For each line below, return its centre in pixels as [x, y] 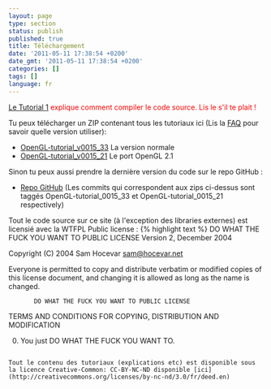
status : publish [36, 31]
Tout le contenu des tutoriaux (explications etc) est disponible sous [132, 362]
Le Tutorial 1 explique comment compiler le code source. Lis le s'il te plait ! [133, 107]
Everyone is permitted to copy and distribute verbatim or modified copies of [135, 269]
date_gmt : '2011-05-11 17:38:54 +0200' [76, 62]
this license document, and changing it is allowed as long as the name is [129, 278]
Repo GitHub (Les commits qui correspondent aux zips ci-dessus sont [138, 187]
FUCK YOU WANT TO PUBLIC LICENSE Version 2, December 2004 [120, 237]
